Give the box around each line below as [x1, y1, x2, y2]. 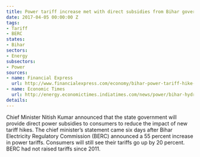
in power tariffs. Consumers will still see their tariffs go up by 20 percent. [6, 139, 185, 146]
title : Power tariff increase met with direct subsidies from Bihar [6, 8, 180, 15]
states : [6, 36, 26, 42]
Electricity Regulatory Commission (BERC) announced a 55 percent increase [6, 132, 193, 140]
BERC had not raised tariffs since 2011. [6, 145, 101, 152]
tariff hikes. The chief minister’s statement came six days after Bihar [6, 126, 173, 133]
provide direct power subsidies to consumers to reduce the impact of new [6, 120, 188, 127]
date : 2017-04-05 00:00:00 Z [6, 14, 79, 20]
